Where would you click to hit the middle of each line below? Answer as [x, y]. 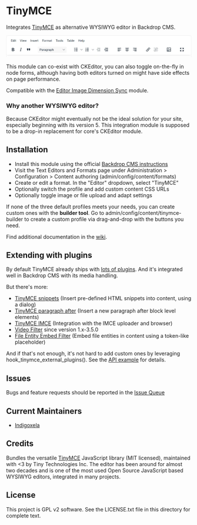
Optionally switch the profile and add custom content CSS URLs [92, 189]
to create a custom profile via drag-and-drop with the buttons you [104, 219]
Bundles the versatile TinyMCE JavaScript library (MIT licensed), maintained [98, 458]
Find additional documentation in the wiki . [57, 237]
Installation [27, 150]
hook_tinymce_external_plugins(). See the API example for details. [86, 360]
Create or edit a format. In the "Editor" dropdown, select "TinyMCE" [96, 182]
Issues [19, 378]
